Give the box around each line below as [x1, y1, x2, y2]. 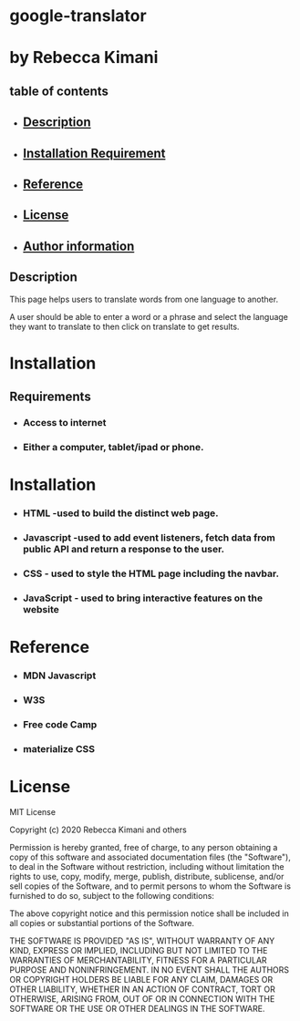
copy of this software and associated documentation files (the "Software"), [9, 851, 292, 862]
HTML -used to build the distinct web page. [22, 507, 219, 520]
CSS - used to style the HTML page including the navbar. [22, 567, 280, 580]
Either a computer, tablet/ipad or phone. [22, 440, 204, 453]
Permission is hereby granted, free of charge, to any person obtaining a [9, 841, 278, 852]
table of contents [9, 83, 109, 98]
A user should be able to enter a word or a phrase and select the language [9, 311, 289, 322]
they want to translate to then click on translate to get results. [9, 321, 240, 332]
